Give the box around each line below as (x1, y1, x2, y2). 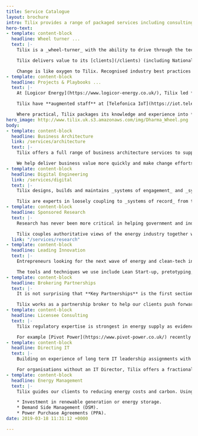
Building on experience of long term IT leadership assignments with (16, 356, 192, 362)
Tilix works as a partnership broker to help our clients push (16, 302, 176, 308)
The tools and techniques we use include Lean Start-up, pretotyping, (16, 269, 194, 275)
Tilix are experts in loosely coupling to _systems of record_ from (16, 199, 189, 204)
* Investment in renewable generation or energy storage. (16, 399, 162, 405)
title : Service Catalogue (6, 8, 70, 15)
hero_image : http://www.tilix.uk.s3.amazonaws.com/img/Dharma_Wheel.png (6, 117, 189, 123)
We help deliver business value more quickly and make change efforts (16, 160, 194, 166)
